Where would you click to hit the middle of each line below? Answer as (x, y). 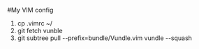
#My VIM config (30, 10)
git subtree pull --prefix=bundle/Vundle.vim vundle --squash (104, 38)
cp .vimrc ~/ (35, 23)
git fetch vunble (40, 31)
